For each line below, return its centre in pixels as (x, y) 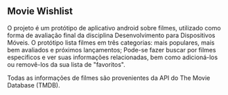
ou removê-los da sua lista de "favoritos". (67, 64)
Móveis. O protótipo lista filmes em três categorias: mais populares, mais (111, 42)
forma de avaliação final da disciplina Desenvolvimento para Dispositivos (111, 35)
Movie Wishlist (40, 11)
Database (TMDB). (34, 85)
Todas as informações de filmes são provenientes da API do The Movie (109, 78)
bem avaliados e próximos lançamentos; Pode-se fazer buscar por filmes (112, 50)
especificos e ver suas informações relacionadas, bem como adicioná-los (113, 57)
